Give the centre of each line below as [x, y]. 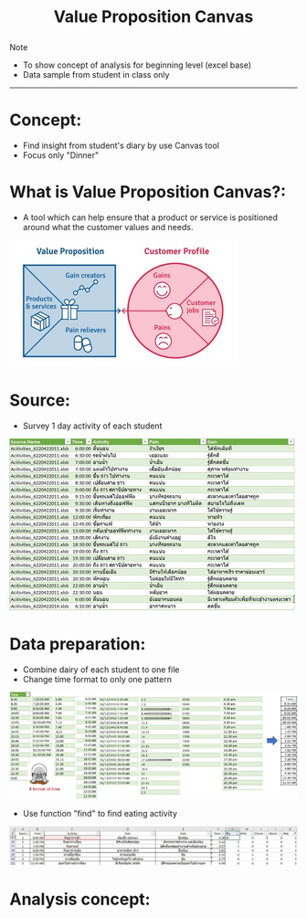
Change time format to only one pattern [97, 679]
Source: [40, 401]
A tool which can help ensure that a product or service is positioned [150, 217]
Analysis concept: [80, 899]
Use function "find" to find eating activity [100, 813]
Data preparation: [78, 644]
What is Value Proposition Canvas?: [148, 192]
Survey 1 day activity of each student [92, 426]
